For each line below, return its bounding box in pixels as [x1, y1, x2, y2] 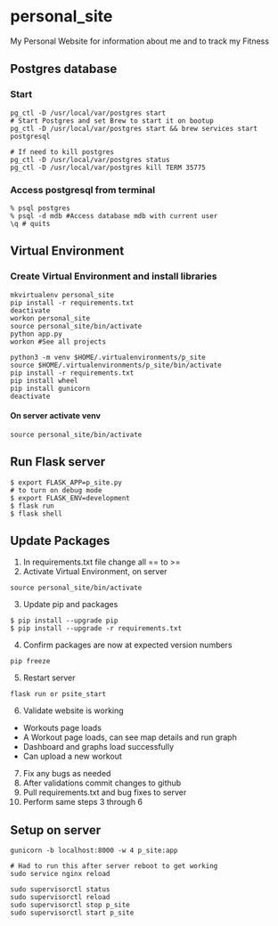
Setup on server [10, 822, 102, 838]
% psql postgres [10, 203, 70, 213]
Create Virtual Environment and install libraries [10, 270, 217, 282]
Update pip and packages [22, 599, 119, 610]
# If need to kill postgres [10, 147, 115, 157]
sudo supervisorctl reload [10, 893, 110, 902]
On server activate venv [10, 410, 102, 421]
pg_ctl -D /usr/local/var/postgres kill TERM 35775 [10, 163, 206, 172]
